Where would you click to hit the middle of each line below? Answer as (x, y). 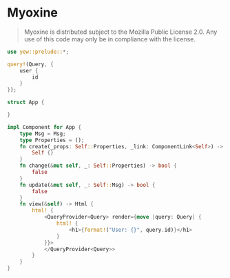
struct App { (26, 102)
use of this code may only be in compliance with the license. (110, 39)
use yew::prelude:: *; (38, 52)
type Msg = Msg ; (43, 133)
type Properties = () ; (52, 140)
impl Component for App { (44, 127)
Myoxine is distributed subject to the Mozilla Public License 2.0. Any (121, 32)
